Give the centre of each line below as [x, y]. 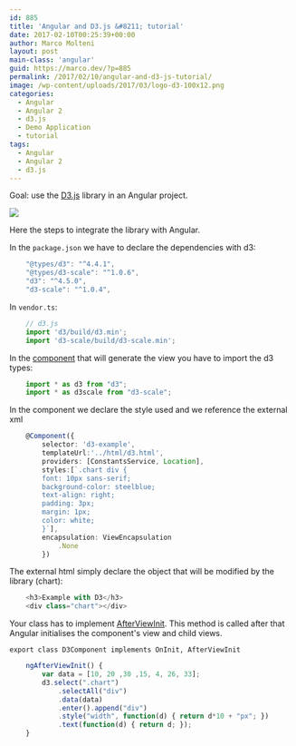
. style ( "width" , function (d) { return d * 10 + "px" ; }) [163, 717]
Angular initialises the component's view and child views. [116, 633]
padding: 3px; [68, 504]
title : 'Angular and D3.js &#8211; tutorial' [96, 26]
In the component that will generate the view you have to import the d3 [142, 358]
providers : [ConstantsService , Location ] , [123, 461]
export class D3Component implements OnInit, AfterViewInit [125, 650]
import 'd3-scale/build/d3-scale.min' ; [101, 340]
